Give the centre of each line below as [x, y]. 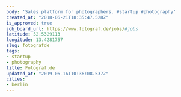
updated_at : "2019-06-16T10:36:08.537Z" [58, 74]
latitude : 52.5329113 [33, 34]
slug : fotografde [28, 46]
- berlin [17, 85]
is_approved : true [29, 23]
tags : [13, 51]
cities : [16, 79]
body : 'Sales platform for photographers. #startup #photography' [91, 12]
